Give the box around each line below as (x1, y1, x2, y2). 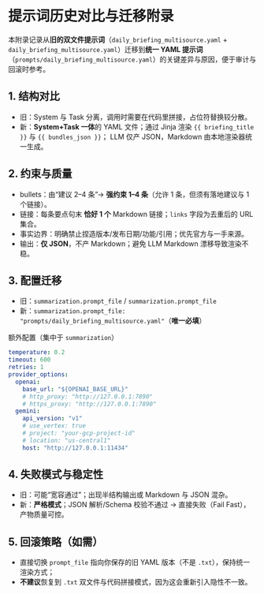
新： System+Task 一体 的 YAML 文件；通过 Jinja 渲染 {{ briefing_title (19, 121, 255, 131)
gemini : (15, 407, 41, 415)
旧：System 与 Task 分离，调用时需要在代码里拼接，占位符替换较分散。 (19, 112, 252, 121)
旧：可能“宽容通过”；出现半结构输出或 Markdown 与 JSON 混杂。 (19, 490, 232, 499)
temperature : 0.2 (8, 349, 65, 357)
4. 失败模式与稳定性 (8, 468, 104, 481)
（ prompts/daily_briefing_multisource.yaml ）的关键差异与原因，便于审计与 (8, 54, 257, 64)
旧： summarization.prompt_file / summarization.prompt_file (19, 297, 217, 306)
